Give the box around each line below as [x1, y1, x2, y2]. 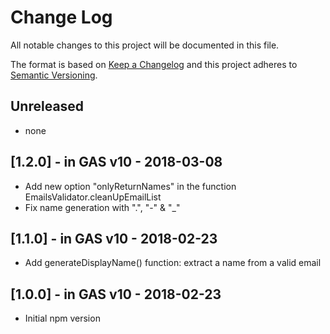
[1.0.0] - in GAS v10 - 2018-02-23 [10, 286, 222, 303]
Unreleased [10, 98, 85, 115]
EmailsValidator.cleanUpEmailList [24, 191, 162, 203]
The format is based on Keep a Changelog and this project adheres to [10, 58, 298, 70]
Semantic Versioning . [10, 69, 98, 81]
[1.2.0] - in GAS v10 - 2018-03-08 [10, 154, 223, 171]
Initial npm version [24, 312, 101, 325]
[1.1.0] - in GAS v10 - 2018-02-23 [10, 230, 218, 247]
